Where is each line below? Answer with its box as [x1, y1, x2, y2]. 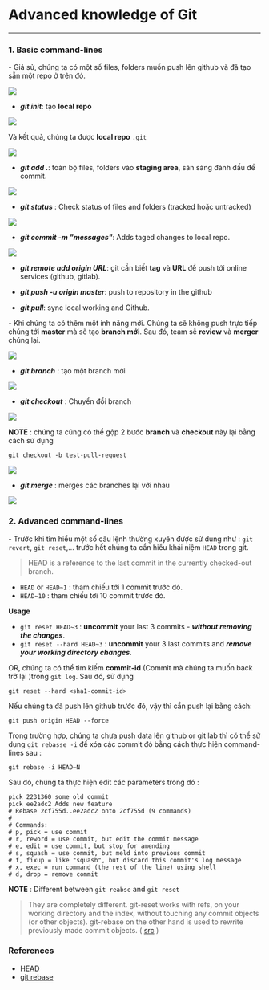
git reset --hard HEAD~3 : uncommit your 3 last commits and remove [19, 638, 252, 648]
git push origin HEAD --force [8, 716, 110, 724]
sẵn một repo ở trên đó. [8, 71, 86, 81]
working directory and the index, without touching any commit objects [27, 908, 259, 918]
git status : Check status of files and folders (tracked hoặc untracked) [19, 202, 251, 212]
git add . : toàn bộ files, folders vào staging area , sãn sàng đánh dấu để [19, 163, 256, 173]
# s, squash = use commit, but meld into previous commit [8, 849, 206, 857]
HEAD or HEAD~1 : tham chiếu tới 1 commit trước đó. [19, 582, 183, 592]
